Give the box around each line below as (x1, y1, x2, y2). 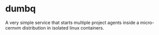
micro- (140, 19, 154, 25)
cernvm (5, 24, 21, 30)
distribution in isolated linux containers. (22, 24, 104, 30)
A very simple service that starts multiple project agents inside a (5, 19, 139, 25)
